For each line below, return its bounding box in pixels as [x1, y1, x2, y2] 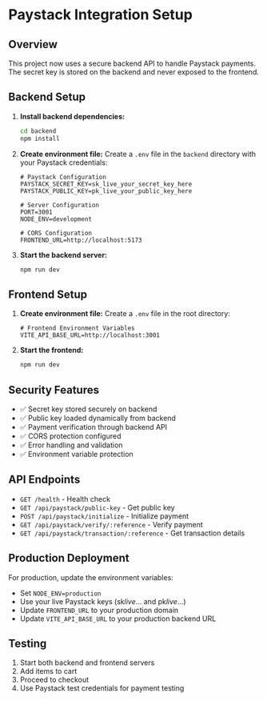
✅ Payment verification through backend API [19, 422, 168, 431]
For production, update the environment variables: [8, 572, 173, 582]
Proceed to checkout [19, 675, 90, 685]
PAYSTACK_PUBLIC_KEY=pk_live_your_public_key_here [19, 186, 193, 195]
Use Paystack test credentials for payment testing [19, 683, 185, 693]
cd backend [19, 126, 57, 135]
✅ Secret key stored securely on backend [19, 404, 157, 414]
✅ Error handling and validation [19, 440, 123, 450]
